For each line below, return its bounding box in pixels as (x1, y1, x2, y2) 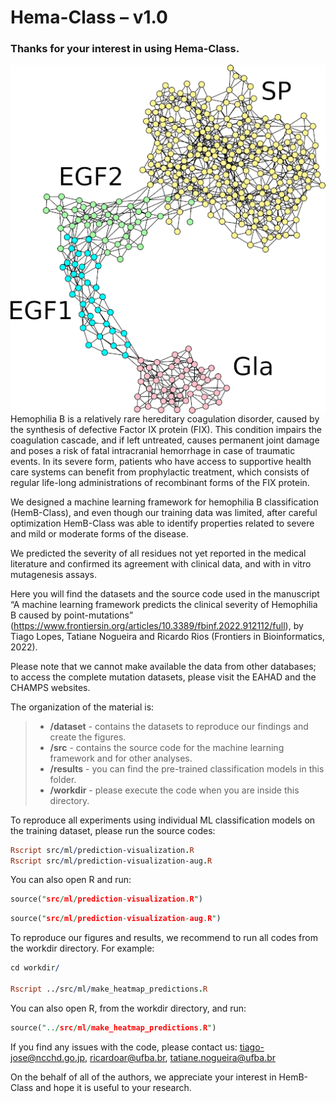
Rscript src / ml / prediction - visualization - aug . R (10, 856, 213, 866)
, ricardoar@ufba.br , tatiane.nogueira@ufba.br (84, 1051, 277, 1063)
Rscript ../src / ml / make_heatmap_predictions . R (10, 984, 208, 994)
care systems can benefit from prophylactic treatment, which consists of (10, 466, 310, 478)
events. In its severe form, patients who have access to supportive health (10, 455, 312, 467)
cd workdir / (10, 963, 60, 973)
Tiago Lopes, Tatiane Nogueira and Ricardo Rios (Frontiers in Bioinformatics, (10, 630, 325, 642)
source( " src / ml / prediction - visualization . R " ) (10, 894, 203, 905)
